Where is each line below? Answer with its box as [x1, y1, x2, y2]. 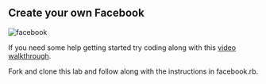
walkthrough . [8, 51, 52, 60]
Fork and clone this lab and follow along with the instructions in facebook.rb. [8, 67, 259, 76]
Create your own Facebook [8, 6, 145, 20]
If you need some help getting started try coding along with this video [8, 43, 237, 52]
